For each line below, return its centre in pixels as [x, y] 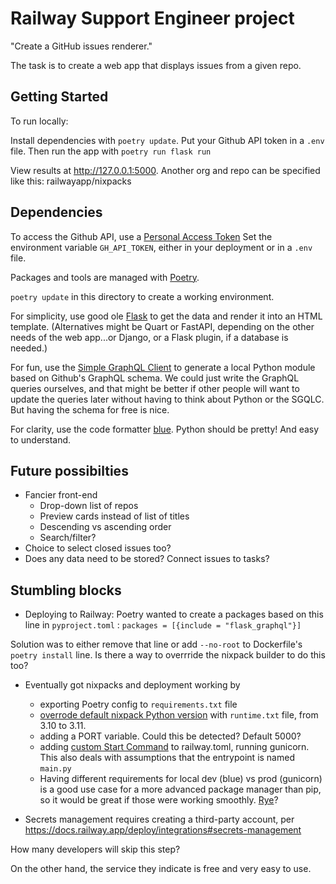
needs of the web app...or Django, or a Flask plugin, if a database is [149, 337]
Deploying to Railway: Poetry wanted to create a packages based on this [174, 614]
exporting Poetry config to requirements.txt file [138, 704]
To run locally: [39, 121]
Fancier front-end [61, 495]
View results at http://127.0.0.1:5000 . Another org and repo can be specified [165, 170]
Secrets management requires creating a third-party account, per [159, 819]
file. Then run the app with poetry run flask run [111, 151]
